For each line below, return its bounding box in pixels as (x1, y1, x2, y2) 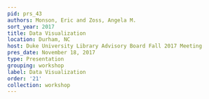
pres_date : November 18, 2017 (7, 49, 96, 56)
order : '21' (7, 75, 42, 82)
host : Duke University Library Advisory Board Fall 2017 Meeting (7, 43, 202, 49)
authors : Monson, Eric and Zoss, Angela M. (7, 17, 137, 24)
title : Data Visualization (7, 29, 86, 37)
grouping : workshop (7, 62, 65, 69)
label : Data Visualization (7, 68, 86, 75)
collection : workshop (7, 82, 71, 89)
